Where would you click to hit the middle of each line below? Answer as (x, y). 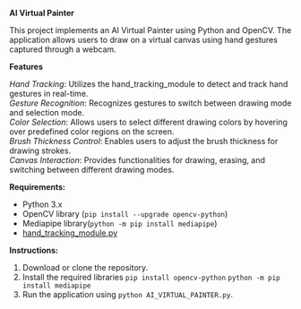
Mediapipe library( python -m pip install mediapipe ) (120, 223)
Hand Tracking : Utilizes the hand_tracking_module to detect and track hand (149, 84)
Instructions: (34, 250)
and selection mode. (47, 112)
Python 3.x (42, 204)
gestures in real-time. (49, 94)
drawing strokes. (40, 150)
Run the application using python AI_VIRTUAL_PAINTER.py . (127, 294)
